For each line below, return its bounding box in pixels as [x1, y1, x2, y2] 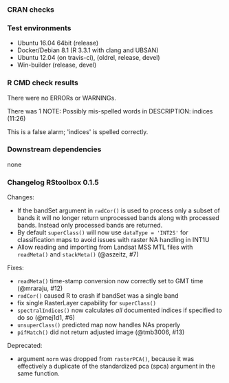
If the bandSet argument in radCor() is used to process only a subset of [17, 206, 220, 215]
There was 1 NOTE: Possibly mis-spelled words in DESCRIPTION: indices [7, 107, 213, 115]
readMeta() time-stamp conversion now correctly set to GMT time [17, 277, 204, 285]
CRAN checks [7, 5, 55, 14]
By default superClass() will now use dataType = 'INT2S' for [17, 228, 188, 237]
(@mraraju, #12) [17, 284, 63, 293]
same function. [17, 369, 60, 377]
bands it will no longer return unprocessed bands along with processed [17, 214, 220, 222]
